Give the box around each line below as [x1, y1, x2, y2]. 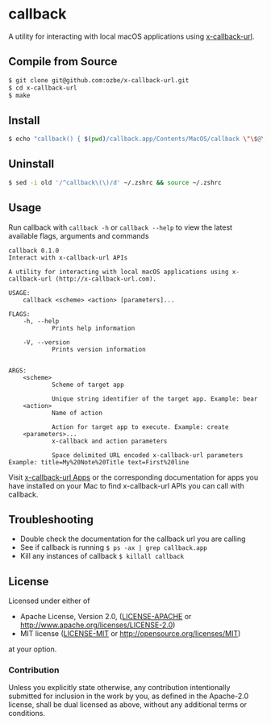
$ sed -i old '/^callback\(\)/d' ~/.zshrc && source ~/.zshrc [8, 178, 222, 186]
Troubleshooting [8, 513, 94, 526]
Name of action [51, 409, 103, 417]
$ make [8, 91, 31, 99]
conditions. [8, 709, 46, 718]
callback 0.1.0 [8, 247, 60, 255]
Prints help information [51, 324, 135, 332]
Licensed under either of [8, 596, 90, 605]
